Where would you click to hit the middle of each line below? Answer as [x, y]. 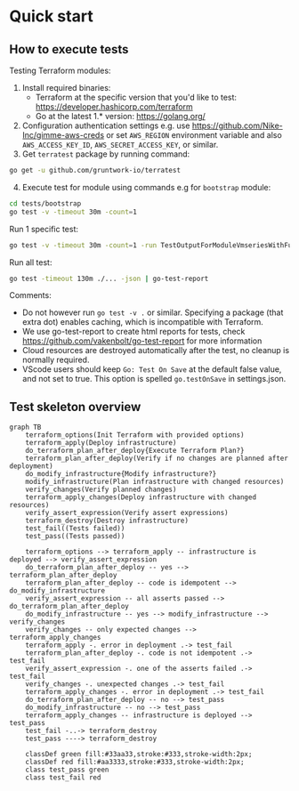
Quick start [51, 16]
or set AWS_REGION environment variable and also [194, 135]
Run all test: [31, 262]
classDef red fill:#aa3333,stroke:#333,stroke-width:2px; [135, 763]
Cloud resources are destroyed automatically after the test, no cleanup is [156, 351]
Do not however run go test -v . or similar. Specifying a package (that [153, 312]
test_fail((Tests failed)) [75, 529]
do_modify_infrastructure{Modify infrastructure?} [121, 474]
